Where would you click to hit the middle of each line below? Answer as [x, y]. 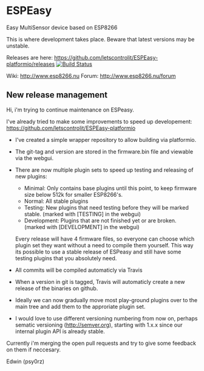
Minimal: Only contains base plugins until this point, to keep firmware [110, 188]
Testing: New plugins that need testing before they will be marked [107, 207]
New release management [57, 95]
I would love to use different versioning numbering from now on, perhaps [106, 318]
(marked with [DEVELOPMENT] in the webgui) [82, 227]
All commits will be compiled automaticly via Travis [79, 270]
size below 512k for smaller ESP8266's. [73, 194]
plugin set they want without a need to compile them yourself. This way [104, 245]
